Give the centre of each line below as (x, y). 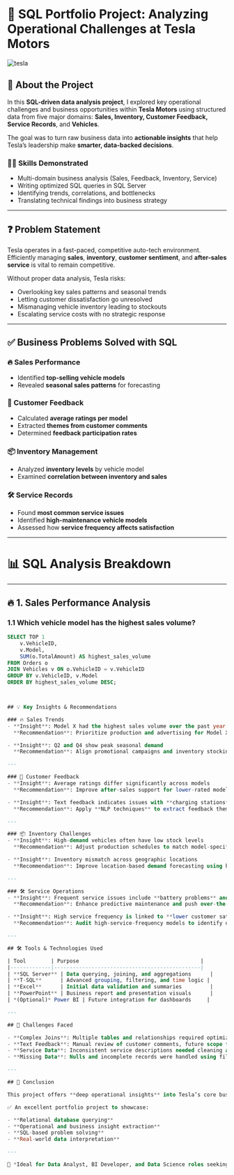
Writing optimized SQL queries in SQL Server (82, 186)
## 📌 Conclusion (31, 1082)
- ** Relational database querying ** (60, 1120)
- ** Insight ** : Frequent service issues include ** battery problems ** (112, 898)
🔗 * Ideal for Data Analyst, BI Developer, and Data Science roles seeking (118, 1165)
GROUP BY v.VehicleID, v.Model (53, 676)
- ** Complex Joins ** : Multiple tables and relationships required (106, 1038)
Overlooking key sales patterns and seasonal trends (92, 291)
